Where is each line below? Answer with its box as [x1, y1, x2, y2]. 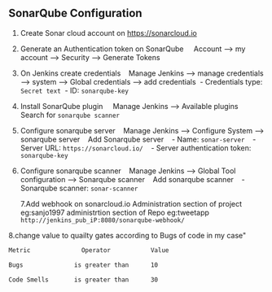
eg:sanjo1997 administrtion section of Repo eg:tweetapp [20, 207, 210, 217]
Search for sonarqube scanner [20, 110, 121, 120]
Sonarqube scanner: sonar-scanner [20, 183, 138, 193]
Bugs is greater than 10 [8, 260, 159, 269]
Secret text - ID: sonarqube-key [20, 85, 129, 95]
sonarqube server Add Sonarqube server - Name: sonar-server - [20, 134, 257, 144]
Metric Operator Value [8, 246, 169, 255]
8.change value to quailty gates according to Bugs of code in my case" [8, 230, 247, 240]
